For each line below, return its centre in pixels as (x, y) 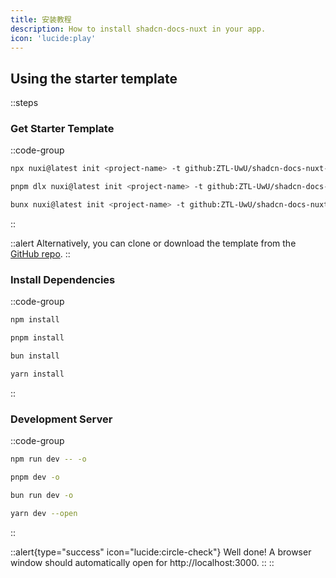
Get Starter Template (62, 129)
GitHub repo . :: (40, 254)
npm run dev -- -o (48, 459)
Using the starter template (94, 78)
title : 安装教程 (41, 19)
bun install (35, 356)
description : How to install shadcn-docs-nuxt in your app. (138, 29)
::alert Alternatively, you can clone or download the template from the (153, 243)
